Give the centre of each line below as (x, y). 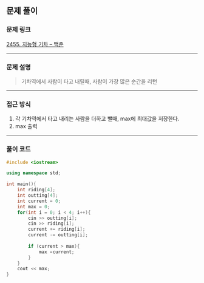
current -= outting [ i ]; (58, 235)
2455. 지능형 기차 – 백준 (35, 44)
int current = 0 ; (39, 201)
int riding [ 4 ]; (36, 190)
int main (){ (21, 184)
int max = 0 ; (34, 206)
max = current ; (56, 252)
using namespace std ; (34, 173)
